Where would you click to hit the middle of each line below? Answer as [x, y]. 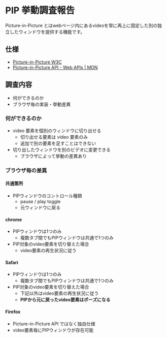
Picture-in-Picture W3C [37, 62]
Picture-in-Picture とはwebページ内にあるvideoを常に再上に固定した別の [81, 25]
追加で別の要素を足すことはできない [58, 143]
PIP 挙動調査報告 [40, 10]
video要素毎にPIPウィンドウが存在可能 [53, 330]
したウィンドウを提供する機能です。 [47, 32]
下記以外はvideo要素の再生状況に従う [59, 293]
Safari [12, 262]
